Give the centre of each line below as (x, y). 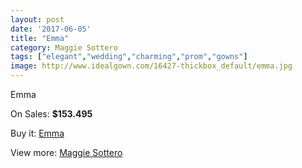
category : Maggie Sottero (64, 47)
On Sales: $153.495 (51, 114)
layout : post (37, 19)
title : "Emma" (40, 38)
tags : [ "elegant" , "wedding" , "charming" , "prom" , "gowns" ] (129, 57)
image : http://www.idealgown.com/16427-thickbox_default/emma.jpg (151, 66)
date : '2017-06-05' (51, 29)
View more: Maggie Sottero (66, 152)
